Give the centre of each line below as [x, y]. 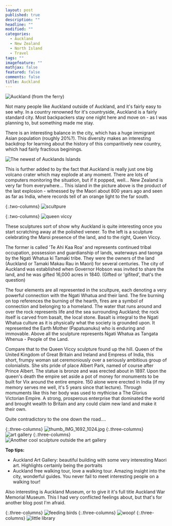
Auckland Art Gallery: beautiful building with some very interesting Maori [90, 460]
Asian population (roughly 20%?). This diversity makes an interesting [78, 138]
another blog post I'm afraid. [35, 502]
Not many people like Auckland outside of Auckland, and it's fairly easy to [83, 106]
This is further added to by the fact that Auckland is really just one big [79, 169]
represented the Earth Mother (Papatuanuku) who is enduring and [75, 328]
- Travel [19, 53]
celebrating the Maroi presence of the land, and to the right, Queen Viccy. [83, 237]
